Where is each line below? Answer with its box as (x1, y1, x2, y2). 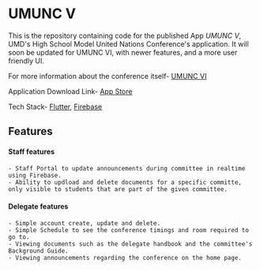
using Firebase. (8, 171, 62, 179)
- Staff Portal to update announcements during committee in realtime (8, 164, 246, 172)
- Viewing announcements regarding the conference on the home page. (8, 253, 243, 261)
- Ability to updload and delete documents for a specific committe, (8, 178, 243, 186)
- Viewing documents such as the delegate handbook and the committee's (8, 240, 253, 248)
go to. (8, 233, 30, 241)
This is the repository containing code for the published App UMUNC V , (8, 31, 242, 40)
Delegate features (8, 202, 69, 212)
